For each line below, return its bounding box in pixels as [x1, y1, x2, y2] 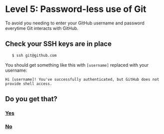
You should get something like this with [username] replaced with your [5, 62, 149, 68]
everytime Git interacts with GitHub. [5, 25, 79, 31]
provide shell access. [5, 81, 52, 86]
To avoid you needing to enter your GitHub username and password [5, 20, 145, 26]
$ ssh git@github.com [11, 53, 57, 58]
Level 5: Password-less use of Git [5, 3, 147, 15]
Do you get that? [5, 95, 58, 103]
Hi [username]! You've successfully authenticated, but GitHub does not [5, 77, 160, 82]
